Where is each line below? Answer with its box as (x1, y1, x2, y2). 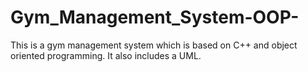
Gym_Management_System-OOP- (10, 6, 300, 29)
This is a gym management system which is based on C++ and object (10, 39, 298, 51)
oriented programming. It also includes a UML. (10, 49, 202, 61)
